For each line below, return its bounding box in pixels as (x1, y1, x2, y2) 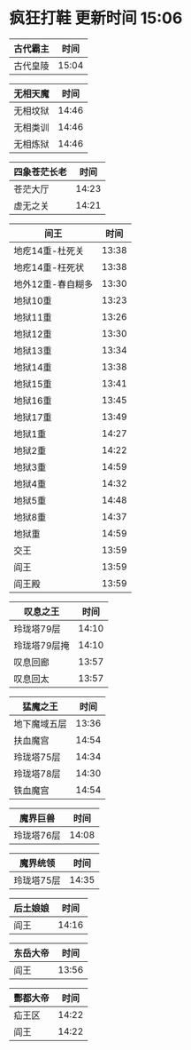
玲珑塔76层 (13, 829, 61, 841)
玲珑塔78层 (13, 768, 61, 780)
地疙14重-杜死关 (13, 244, 85, 257)
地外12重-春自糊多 (13, 277, 94, 290)
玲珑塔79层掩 (13, 639, 70, 651)
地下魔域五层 (13, 717, 68, 729)
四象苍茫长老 (13, 165, 68, 178)
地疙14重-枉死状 (13, 261, 85, 274)
